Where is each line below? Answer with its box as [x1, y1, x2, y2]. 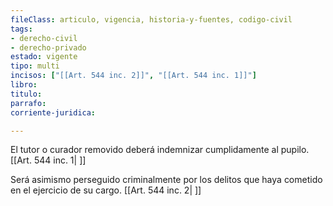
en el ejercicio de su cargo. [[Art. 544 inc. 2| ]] [10, 184, 202, 196]
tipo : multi [10, 61, 60, 71]
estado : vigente [10, 52, 78, 62]
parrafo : [10, 98, 47, 108]
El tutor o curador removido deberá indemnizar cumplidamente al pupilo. [10, 144, 310, 156]
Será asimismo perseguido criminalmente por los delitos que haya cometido [10, 174, 323, 186]
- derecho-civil [10, 33, 78, 43]
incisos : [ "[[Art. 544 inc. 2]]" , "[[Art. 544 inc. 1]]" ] [10, 71, 257, 81]
